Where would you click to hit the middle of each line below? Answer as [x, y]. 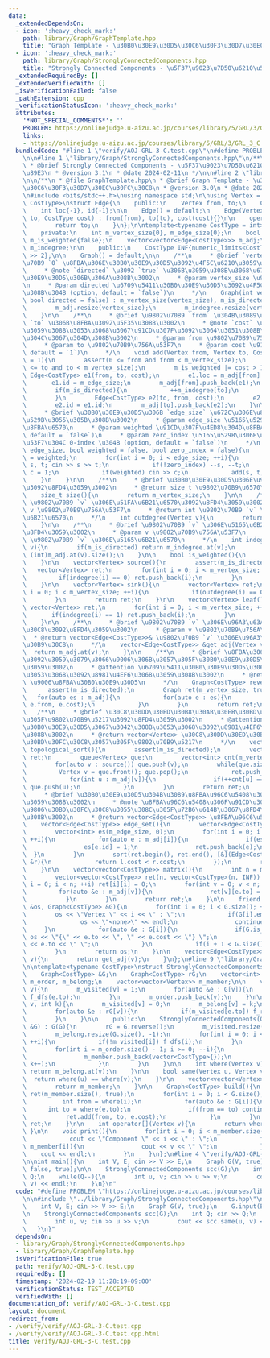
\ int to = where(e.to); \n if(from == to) [131, 1109]
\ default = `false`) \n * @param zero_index [106, 435]
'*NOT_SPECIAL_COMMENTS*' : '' [74, 121]
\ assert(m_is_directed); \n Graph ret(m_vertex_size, [136, 689]
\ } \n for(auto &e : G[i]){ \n [100, 929]
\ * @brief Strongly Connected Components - [98, 166]
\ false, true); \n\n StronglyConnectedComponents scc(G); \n [131, 1169]
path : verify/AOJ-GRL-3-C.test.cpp [75, 1266]
